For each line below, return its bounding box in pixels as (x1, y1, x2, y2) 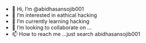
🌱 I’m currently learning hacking (11, 18, 90, 24)
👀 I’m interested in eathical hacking (11, 12, 98, 19)
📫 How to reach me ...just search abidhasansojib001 (11, 31, 141, 37)
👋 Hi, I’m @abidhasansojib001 (11, 6, 85, 12)
